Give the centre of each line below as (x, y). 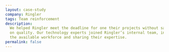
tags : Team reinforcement (32, 19)
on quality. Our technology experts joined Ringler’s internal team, (84, 33)
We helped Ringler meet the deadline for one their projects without (84, 28)
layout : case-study (26, 10)
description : (19, 24)
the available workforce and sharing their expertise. (68, 38)
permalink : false (23, 42)
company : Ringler (23, 14)
